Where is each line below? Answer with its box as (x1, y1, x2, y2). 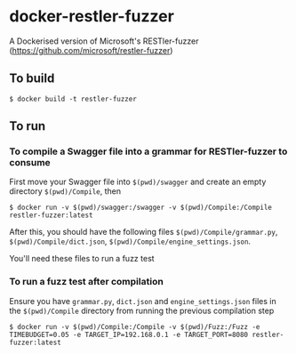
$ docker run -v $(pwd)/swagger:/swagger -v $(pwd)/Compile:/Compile (9, 203, 273, 213)
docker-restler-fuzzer (9, 6, 175, 27)
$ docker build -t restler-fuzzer (9, 94, 138, 103)
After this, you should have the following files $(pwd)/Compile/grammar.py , (9, 227, 278, 237)
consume (9, 157, 51, 169)
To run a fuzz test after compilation (9, 276, 164, 288)
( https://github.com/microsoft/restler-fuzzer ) (9, 44, 173, 55)
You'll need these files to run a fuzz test (9, 253, 155, 264)
